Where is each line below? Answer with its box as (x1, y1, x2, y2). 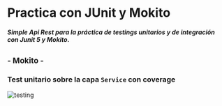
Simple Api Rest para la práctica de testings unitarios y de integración (7, 28, 215, 36)
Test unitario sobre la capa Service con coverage (7, 75, 176, 84)
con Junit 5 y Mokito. (7, 35, 70, 43)
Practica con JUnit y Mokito (7, 5, 171, 21)
